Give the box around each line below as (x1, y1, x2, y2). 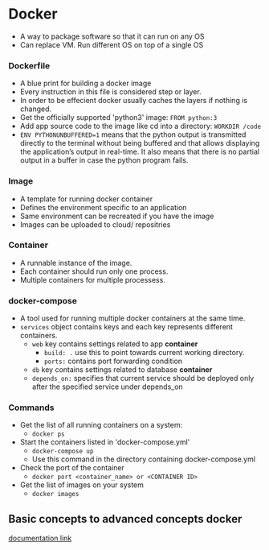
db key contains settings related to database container (31, 365, 213, 374)
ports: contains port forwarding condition (43, 356, 183, 366)
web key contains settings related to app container (31, 339, 198, 349)
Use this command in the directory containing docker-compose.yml (31, 454, 255, 464)
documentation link (8, 533, 72, 544)
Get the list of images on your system (19, 480, 145, 490)
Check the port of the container (19, 463, 124, 473)
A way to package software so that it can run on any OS (19, 31, 205, 41)
